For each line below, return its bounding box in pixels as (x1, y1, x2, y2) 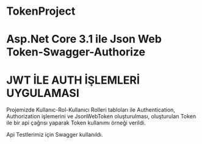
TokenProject (6, 4, 76, 18)
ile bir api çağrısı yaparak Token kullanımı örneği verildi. (6, 119, 146, 126)
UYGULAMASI (6, 86, 79, 100)
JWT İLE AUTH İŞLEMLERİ (6, 73, 140, 87)
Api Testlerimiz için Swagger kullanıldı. (6, 131, 103, 139)
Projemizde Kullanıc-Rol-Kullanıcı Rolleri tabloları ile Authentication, (6, 106, 176, 113)
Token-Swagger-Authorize (6, 45, 145, 59)
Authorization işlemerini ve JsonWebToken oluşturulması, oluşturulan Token (6, 113, 197, 120)
